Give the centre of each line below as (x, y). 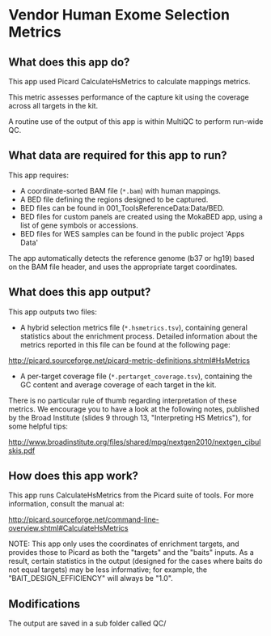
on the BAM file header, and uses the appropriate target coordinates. (123, 267)
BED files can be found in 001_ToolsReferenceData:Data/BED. (122, 207)
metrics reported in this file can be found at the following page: (125, 344)
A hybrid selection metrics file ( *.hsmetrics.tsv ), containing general (134, 327)
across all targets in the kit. (53, 106)
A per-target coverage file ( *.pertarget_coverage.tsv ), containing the (136, 376)
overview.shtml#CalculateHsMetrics (68, 528)
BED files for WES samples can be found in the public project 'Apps (132, 233)
